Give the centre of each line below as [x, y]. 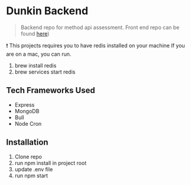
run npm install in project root [51, 163]
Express [25, 104]
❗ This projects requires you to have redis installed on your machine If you [96, 45]
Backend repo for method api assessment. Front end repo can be [100, 27]
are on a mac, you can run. [39, 54]
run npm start [31, 176]
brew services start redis [45, 72]
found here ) [35, 33]
